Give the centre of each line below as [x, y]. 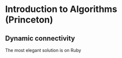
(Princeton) [29, 20]
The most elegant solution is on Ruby [43, 50]
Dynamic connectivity [40, 38]
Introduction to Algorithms [61, 9]
